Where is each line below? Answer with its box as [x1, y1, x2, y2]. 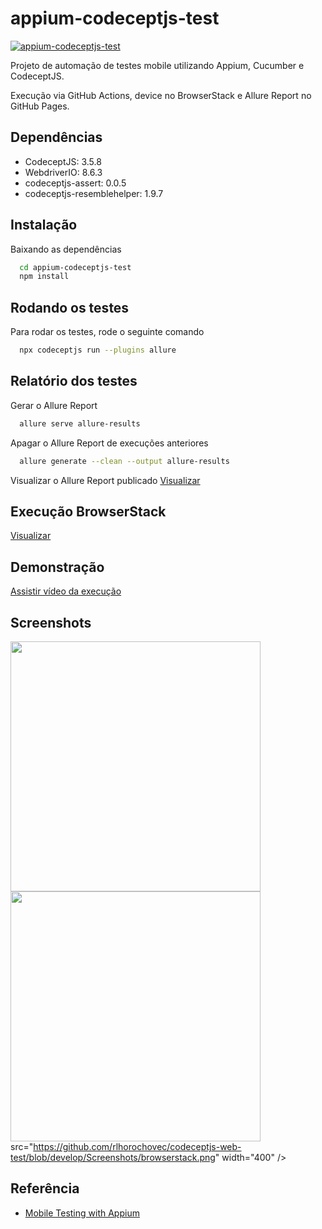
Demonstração [10, 558, 105, 576]
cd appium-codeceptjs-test [19, 262, 132, 272]
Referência [10, 1180, 80, 1197]
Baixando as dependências [10, 243, 122, 255]
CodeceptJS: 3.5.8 [24, 155, 102, 167]
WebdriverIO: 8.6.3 [24, 166, 103, 178]
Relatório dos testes [10, 373, 138, 390]
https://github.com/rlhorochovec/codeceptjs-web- [33, 1141, 242, 1152]
